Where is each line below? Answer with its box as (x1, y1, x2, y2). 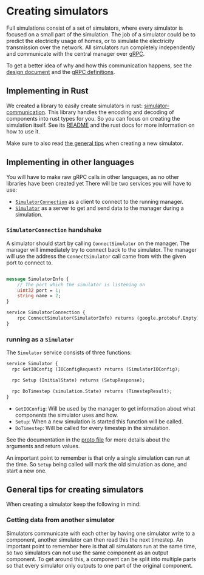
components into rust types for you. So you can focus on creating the (6, 115, 180, 122)
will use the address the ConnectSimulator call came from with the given (6, 252, 186, 260)
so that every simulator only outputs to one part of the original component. (6, 562, 193, 569)
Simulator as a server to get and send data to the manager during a (15, 204, 184, 212)
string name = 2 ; (17, 293, 61, 299)
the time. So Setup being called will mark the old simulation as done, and (6, 460, 187, 468)
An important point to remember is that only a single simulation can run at (6, 454, 190, 462)
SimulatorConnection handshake (6, 226, 102, 234)
